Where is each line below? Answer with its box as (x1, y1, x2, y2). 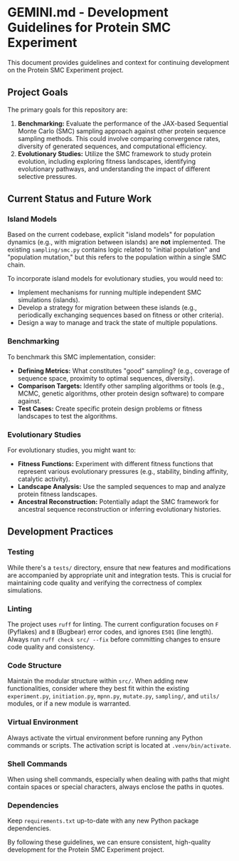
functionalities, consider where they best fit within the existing (7, 684, 190, 693)
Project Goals (7, 86, 69, 98)
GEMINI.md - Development (7, 4, 169, 21)
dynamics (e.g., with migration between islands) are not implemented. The (7, 238, 225, 247)
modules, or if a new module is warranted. (7, 699, 132, 708)
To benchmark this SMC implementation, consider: (7, 352, 156, 361)
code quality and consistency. (7, 643, 95, 651)
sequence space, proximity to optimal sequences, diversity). (17, 373, 196, 382)
